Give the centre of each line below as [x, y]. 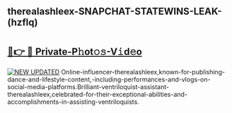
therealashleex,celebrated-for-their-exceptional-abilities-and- [98, 94]
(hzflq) [23, 23]
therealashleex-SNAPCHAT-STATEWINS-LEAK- [115, 12]
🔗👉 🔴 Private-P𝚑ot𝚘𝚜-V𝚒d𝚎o [75, 52]
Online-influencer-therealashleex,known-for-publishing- [143, 72]
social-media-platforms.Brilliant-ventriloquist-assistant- [88, 87]
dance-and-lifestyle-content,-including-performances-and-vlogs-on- [109, 79]
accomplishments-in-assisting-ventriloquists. [73, 102]
